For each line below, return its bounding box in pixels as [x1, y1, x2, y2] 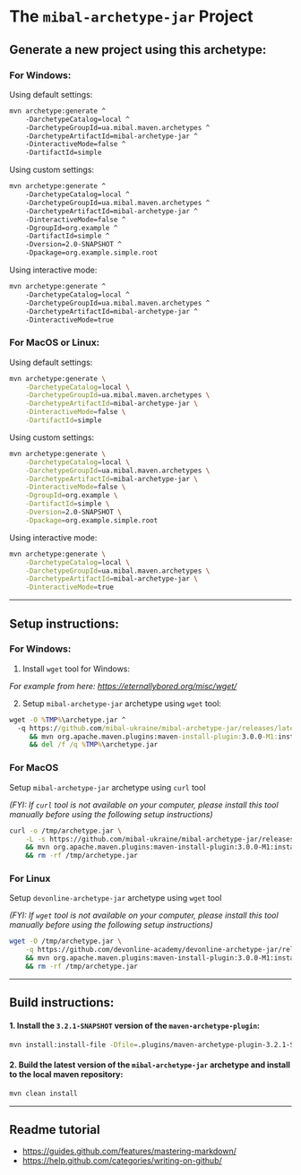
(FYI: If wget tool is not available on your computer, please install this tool [9, 910, 279, 920]
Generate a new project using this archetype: [9, 42, 267, 57]
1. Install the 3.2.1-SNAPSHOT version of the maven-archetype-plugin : [9, 1020, 261, 1031]
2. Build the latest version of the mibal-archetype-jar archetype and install [9, 1059, 291, 1070]
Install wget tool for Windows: [21, 663, 131, 674]
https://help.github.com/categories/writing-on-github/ [21, 1155, 222, 1166]
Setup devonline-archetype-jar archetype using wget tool [9, 893, 222, 903]
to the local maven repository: [9, 1069, 124, 1080]
